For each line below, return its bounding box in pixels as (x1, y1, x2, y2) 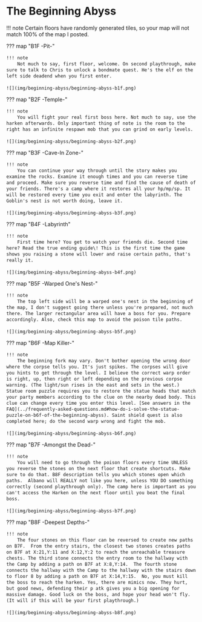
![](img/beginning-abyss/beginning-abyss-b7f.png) (6, 508, 137, 514)
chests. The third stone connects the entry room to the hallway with (6, 555, 188, 561)
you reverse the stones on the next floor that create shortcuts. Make (6, 465, 191, 471)
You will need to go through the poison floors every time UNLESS (17, 459, 188, 465)
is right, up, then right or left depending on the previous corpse (6, 376, 183, 382)
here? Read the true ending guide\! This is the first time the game (6, 245, 186, 251)
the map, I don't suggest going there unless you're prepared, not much (6, 304, 194, 310)
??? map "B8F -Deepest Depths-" (6, 519, 90, 526)
